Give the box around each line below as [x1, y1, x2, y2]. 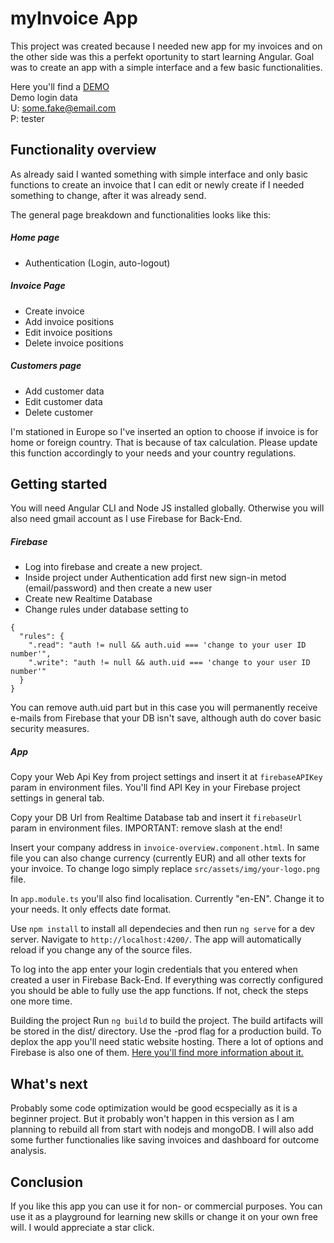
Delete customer [24, 406, 94, 418]
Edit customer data [24, 395, 103, 407]
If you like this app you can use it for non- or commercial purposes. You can [10, 1200, 323, 1212]
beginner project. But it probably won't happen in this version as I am [10, 1113, 295, 1125]
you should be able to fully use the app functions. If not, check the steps [10, 985, 309, 997]
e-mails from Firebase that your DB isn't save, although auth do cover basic [10, 712, 322, 724]
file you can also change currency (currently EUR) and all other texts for [10, 852, 307, 864]
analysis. [10, 1145, 47, 1157]
